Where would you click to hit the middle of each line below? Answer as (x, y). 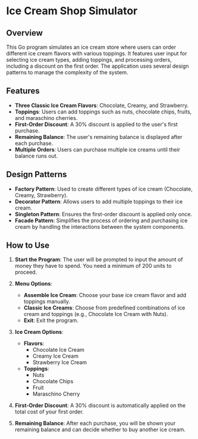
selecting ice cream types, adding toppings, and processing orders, (89, 60)
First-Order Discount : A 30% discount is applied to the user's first (96, 124)
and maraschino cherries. (46, 118)
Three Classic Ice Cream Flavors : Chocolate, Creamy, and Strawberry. (102, 105)
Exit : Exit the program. (51, 320)
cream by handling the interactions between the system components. (100, 226)
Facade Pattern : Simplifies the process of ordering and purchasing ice (101, 220)
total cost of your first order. (49, 412)
